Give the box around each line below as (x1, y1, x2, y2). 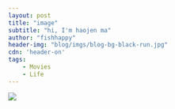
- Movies (22, 63, 51, 71)
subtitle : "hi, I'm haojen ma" (8, 26, 112, 34)
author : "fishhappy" (8, 33, 77, 42)
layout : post (8, 11, 51, 20)
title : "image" (8, 19, 59, 27)
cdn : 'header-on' (8, 48, 66, 56)
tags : (8, 56, 26, 64)
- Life (22, 70, 44, 78)
